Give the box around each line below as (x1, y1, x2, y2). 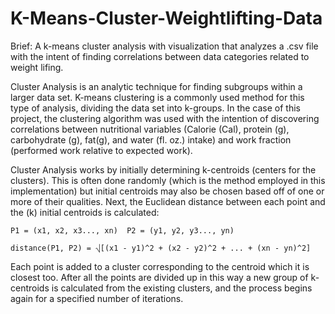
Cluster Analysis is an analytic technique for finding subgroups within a (10, 80, 303, 92)
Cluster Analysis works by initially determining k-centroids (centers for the (10, 163, 317, 176)
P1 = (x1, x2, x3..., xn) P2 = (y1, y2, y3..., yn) (10, 225, 235, 236)
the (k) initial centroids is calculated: (10, 206, 160, 218)
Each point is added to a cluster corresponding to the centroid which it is (10, 260, 310, 272)
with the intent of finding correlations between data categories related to (10, 50, 310, 62)
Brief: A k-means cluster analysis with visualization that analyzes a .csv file (10, 40, 319, 52)
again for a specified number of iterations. (10, 292, 184, 304)
